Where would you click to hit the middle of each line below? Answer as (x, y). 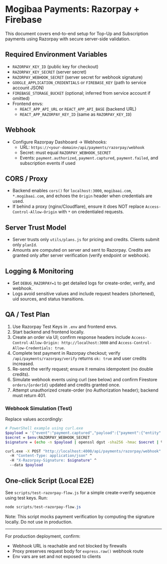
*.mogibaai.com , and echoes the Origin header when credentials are (82, 196)
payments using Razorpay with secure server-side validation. (68, 39)
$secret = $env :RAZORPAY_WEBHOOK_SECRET (48, 437)
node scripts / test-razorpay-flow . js (43, 507)
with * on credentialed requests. (91, 212)
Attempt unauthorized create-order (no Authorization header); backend (85, 390)
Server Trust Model (36, 227)
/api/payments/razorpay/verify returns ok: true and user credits (79, 358)
